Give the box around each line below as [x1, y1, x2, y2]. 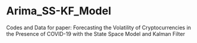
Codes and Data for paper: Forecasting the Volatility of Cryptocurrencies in [6, 24, 192, 31]
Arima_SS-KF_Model [6, 4, 111, 18]
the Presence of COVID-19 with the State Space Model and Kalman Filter [6, 30, 186, 37]
